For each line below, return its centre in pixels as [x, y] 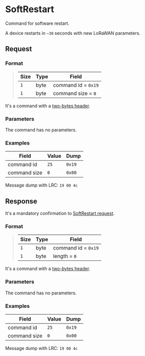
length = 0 [65, 256]
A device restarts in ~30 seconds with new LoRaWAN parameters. [73, 33]
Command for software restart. [37, 23]
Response [21, 201]
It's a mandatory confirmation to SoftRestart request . [60, 213]
